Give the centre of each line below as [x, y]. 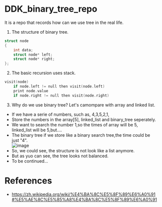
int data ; [23, 50]
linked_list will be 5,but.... [37, 130]
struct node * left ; [33, 55]
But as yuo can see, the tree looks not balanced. [60, 156]
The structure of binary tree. [40, 32]
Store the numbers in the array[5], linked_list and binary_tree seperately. [84, 119]
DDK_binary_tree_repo [51, 9]
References [28, 180]
